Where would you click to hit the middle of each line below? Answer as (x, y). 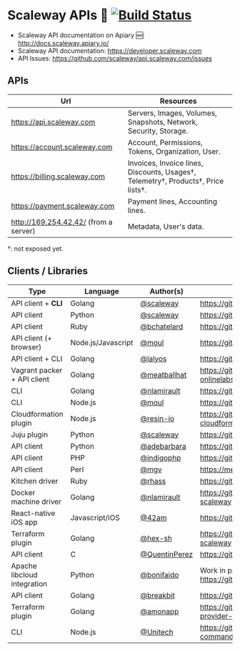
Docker (23, 492)
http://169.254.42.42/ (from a (62, 222)
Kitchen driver (35, 481)
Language (102, 291)
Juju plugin (30, 434)
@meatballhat (164, 374)
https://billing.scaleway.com (58, 177)
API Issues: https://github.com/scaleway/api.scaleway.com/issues (115, 58)
